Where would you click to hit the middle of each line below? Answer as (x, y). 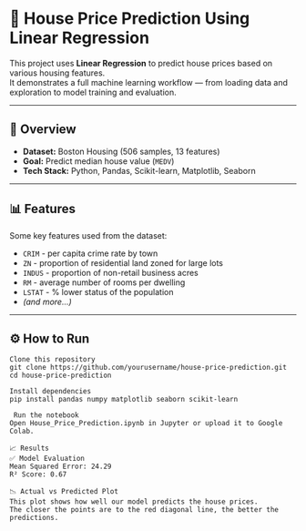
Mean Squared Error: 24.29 (61, 467)
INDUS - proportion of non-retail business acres (110, 272)
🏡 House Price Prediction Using (130, 19)
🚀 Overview (43, 130)
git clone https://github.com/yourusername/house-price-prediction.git (148, 368)
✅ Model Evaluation (47, 459)
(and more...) (47, 301)
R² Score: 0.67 (38, 475)
